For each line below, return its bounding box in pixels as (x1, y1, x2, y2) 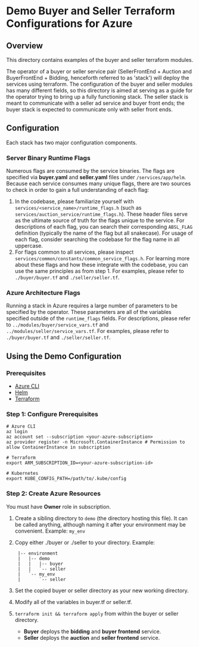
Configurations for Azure (6, 17, 133, 30)
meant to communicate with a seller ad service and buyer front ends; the (6, 99, 185, 107)
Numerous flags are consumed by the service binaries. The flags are (6, 167, 175, 175)
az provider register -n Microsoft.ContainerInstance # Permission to (6, 439, 185, 445)
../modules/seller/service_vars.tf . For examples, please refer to (6, 328, 169, 335)
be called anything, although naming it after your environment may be (14, 521, 186, 528)
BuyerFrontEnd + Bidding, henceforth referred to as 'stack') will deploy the (6, 74, 189, 81)
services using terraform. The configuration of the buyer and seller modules (6, 80, 193, 88)
